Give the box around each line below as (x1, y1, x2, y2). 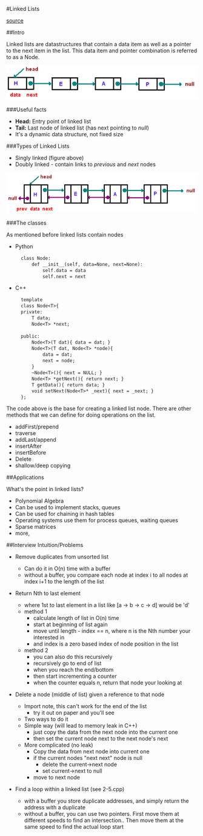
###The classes (6, 219, 47, 226)
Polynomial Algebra (15, 497, 64, 504)
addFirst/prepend (15, 423, 59, 430)
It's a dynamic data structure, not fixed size (15, 131, 124, 138)
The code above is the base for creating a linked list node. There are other (6, 405, 192, 412)
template (21, 296, 43, 303)
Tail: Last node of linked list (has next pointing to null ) (15, 124, 150, 131)
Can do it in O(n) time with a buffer (24, 565, 111, 572)
